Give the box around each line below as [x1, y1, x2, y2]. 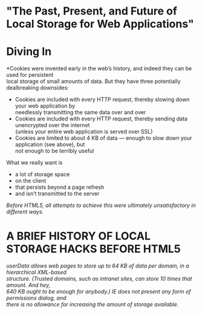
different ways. [6, 208, 44, 215]
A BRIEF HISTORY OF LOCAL [6, 229, 151, 243]
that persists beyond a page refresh [15, 183, 105, 191]
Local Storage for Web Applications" [6, 17, 195, 31]
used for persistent [6, 71, 54, 79]
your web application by [15, 102, 76, 110]
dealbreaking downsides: [6, 84, 70, 91]
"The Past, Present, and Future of [6, 4, 177, 18]
